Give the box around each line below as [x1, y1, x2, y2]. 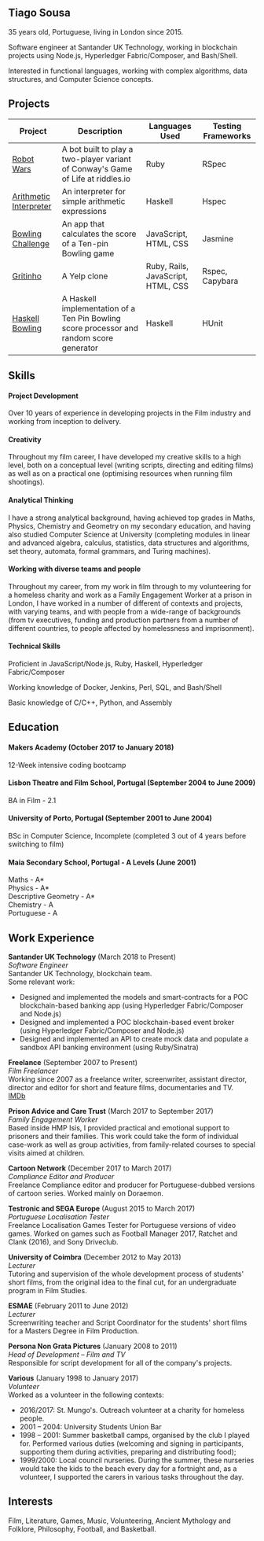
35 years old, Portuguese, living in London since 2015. [8, 27, 184, 36]
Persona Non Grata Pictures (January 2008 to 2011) [8, 1341, 178, 1351]
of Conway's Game [61, 163, 133, 174]
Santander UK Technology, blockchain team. [8, 969, 152, 979]
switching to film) [8, 839, 64, 849]
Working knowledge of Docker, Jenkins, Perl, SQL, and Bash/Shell [8, 683, 222, 692]
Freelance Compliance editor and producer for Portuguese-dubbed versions [8, 1180, 255, 1190]
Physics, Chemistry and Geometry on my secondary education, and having [8, 521, 251, 530]
